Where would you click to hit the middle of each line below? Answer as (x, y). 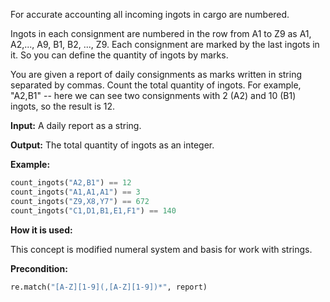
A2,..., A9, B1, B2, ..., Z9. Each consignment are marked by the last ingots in (165, 44)
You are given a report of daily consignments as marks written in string (156, 74)
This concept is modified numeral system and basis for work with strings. (161, 249)
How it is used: (41, 230)
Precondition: (39, 268)
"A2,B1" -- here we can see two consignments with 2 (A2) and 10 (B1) (153, 95)
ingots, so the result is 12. (63, 106)
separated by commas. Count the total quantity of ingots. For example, (156, 85)
